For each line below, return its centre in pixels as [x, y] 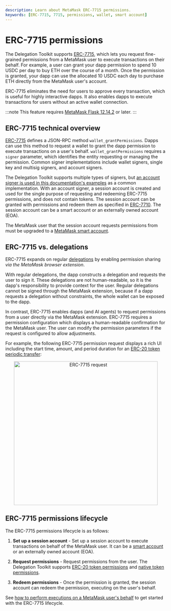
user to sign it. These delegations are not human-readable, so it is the [78, 280]
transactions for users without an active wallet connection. [67, 102]
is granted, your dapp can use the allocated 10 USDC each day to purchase [84, 76]
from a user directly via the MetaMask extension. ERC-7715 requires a [79, 317]
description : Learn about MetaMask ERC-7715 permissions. [68, 10]
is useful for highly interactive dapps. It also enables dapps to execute [79, 97]
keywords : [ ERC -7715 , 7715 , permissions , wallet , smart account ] [76, 15]
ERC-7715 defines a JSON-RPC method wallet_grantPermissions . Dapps [82, 141]
